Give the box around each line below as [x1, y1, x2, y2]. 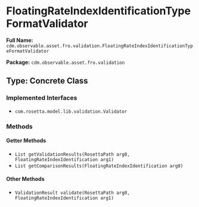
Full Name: [6, 36, 33, 44]
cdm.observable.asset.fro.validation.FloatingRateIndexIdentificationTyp [6, 43, 194, 49]
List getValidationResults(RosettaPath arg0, [14, 151, 130, 157]
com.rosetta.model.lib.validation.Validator [14, 109, 128, 115]
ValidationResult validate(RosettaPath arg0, [14, 190, 130, 196]
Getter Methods [6, 137, 46, 144]
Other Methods [6, 175, 45, 183]
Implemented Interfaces [6, 94, 77, 102]
